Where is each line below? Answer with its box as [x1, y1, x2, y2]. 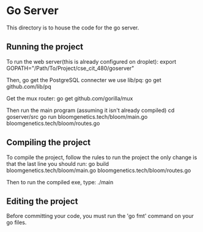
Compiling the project [6, 137, 90, 148]
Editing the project [6, 196, 78, 206]
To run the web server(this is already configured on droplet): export [6, 58, 176, 65]
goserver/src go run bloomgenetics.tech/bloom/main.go [6, 113, 148, 120]
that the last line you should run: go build [6, 160, 109, 167]
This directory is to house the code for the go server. [6, 24, 139, 31]
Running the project [6, 42, 84, 52]
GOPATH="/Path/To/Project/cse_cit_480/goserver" [6, 64, 135, 72]
